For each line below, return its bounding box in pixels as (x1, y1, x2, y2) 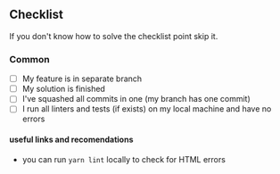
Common (9, 53, 51, 65)
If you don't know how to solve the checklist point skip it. (9, 30, 218, 41)
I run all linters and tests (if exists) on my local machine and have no (21, 104, 272, 114)
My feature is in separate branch (21, 73, 143, 84)
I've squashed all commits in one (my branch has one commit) (21, 94, 251, 104)
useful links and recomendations (9, 134, 134, 145)
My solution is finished (21, 84, 105, 95)
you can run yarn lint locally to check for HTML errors (21, 153, 226, 164)
